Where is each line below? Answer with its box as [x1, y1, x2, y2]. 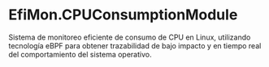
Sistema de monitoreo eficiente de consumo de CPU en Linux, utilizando [8, 32, 251, 42]
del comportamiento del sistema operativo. [8, 49, 152, 59]
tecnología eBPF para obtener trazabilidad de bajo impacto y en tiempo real [8, 40, 262, 50]
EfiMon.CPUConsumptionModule [8, 6, 238, 24]
